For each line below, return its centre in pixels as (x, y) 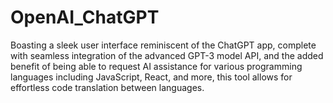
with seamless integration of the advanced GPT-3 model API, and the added (167, 55)
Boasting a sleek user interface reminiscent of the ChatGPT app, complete (163, 45)
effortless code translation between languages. (107, 87)
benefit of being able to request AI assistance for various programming (156, 66)
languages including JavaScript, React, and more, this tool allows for (151, 77)
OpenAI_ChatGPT (85, 17)
